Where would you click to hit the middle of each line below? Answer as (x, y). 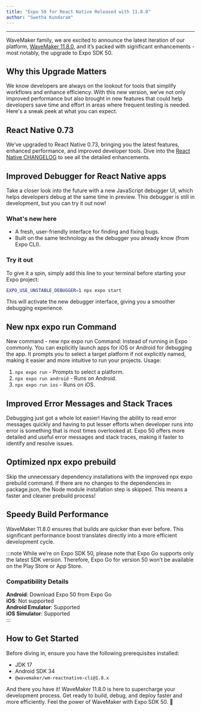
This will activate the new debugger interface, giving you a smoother (91, 302)
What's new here (31, 218)
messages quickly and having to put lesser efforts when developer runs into (100, 424)
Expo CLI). (28, 244)
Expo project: (23, 279)
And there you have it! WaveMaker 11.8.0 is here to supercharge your (91, 689)
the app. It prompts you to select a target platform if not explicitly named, (96, 354)
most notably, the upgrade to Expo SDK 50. (60, 53)
